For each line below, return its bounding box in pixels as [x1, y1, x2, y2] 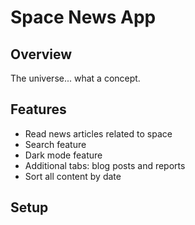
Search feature [24, 138, 87, 150]
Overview [10, 46, 73, 63]
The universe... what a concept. [10, 72, 141, 84]
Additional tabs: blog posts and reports [24, 159, 186, 171]
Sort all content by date [24, 170, 122, 182]
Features [10, 101, 67, 118]
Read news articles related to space [24, 127, 173, 140]
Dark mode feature [24, 149, 103, 161]
